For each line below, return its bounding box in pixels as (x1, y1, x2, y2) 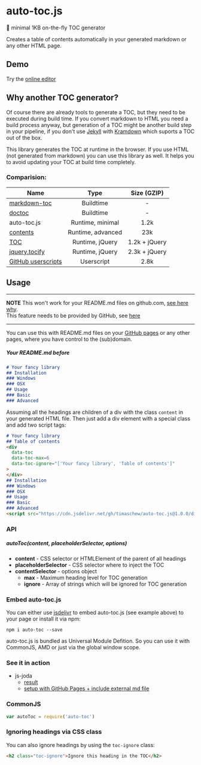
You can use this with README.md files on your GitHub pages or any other (6, 329, 190, 336)
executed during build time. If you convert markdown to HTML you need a (6, 115, 188, 122)
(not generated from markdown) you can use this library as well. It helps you (6, 152, 194, 159)
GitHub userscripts (9, 257, 62, 265)
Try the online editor (6, 75, 56, 82)
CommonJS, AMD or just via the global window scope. (6, 644, 141, 651)
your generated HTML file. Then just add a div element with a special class (6, 415, 190, 422)
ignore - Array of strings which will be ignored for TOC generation (23, 580, 187, 588)
